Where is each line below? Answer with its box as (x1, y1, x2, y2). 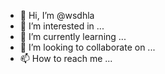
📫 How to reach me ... (19, 53, 113, 64)
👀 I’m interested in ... (19, 20, 105, 32)
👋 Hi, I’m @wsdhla (19, 10, 95, 21)
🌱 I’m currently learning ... (19, 31, 127, 42)
